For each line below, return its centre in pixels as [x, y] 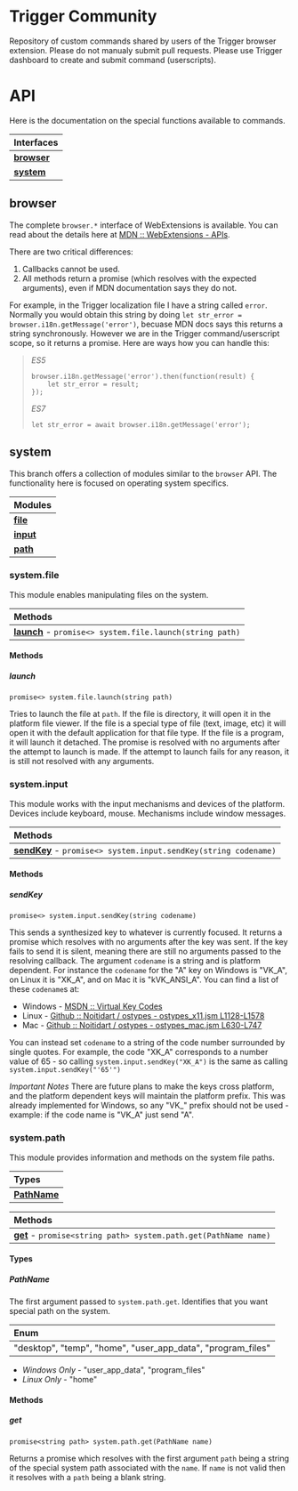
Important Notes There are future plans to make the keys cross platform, [142, 1086]
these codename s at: [44, 989]
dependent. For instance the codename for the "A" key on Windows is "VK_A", [148, 971]
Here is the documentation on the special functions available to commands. [148, 120]
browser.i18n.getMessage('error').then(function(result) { [143, 376]
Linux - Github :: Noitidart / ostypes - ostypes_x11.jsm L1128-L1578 [143, 1016]
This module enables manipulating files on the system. [109, 594]
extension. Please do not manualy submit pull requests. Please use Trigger [146, 50]
